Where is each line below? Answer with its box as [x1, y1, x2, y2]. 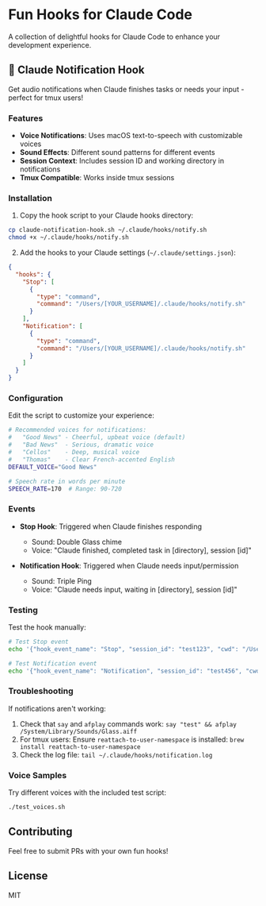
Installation [8, 192, 53, 203]
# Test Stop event [8, 638, 69, 646]
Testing [8, 604, 38, 615]
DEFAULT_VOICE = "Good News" [8, 463, 97, 471]
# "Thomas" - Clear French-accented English [8, 455, 176, 464]
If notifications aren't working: [8, 704, 107, 713]
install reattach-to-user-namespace [19, 742, 141, 751]
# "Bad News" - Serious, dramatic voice [8, 441, 154, 449]
